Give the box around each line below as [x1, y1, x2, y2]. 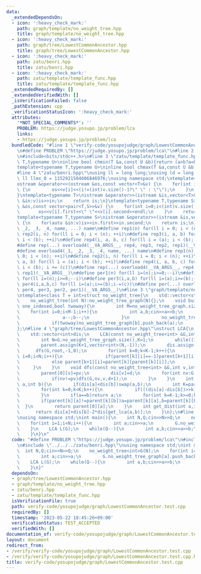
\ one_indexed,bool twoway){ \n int [17, 303, 124, 310]
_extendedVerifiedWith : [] [11, 92, 79, 98]
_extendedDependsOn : [11, 14, 63, 20]
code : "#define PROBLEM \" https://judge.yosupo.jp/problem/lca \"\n [11, 437, 184, 443]
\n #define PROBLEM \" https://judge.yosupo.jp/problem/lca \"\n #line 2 [17, 148, 194, 154]
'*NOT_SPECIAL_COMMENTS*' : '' [17, 120, 93, 126]
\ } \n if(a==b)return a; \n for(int [17, 392, 162, 398]
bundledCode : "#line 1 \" [11, 142, 77, 148]
